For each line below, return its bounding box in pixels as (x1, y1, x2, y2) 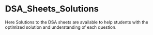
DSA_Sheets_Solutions (5, 3, 99, 14)
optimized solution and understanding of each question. (5, 24, 117, 30)
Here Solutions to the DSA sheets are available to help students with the (5, 19, 149, 25)
